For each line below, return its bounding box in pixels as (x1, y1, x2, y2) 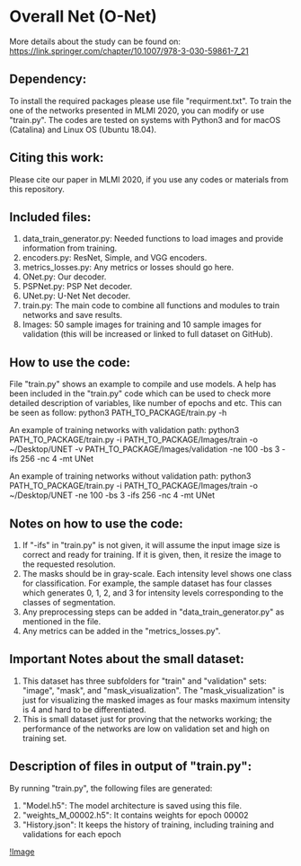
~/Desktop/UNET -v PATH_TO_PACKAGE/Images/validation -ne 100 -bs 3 (9, 444, 280, 455)
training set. (22, 732, 67, 743)
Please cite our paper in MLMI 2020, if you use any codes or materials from (9, 173, 289, 185)
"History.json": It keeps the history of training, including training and (22, 819, 274, 830)
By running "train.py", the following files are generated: (9, 782, 213, 793)
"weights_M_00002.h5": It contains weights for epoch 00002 (22, 809, 249, 820)
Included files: (9, 209, 92, 225)
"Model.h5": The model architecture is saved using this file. (22, 800, 243, 810)
